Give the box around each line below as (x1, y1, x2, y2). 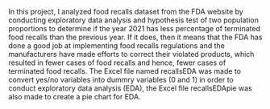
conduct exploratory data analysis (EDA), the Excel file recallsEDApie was (8, 83, 252, 93)
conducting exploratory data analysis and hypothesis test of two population (8, 15, 260, 25)
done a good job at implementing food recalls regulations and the (8, 41, 226, 50)
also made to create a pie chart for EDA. (8, 92, 141, 101)
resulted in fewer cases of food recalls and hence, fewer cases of (8, 58, 226, 67)
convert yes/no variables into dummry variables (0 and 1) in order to (8, 75, 234, 84)
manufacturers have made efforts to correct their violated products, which (8, 50, 255, 59)
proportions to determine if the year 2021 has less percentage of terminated (8, 24, 260, 33)
